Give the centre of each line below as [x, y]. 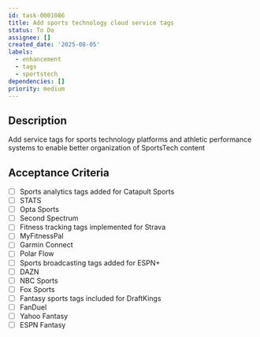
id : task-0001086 [37, 15]
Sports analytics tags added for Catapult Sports [97, 191]
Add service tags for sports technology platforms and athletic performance [130, 139]
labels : [21, 52]
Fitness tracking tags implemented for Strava [93, 227]
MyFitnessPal [42, 236]
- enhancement [38, 60]
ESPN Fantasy [43, 324]
